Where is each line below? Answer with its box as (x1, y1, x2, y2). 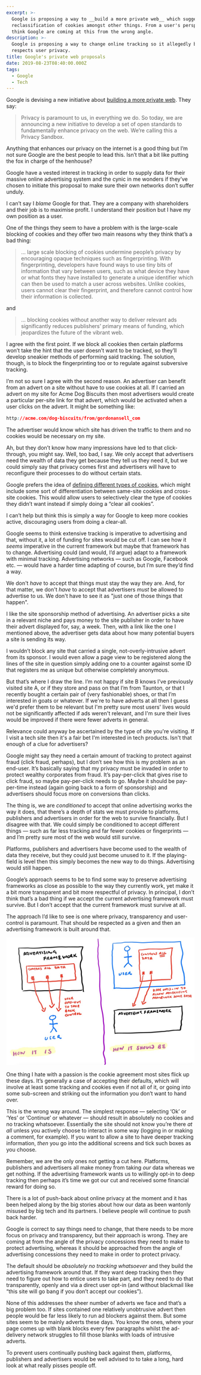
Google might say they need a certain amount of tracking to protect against (6, 752, 191, 760)
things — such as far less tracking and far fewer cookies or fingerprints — (6, 827, 188, 834)
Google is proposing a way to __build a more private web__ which (11, 16, 181, 22)
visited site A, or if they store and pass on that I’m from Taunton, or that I (6, 684, 185, 691)
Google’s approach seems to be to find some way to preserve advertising (6, 876, 187, 883)
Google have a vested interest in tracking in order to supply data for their (6, 169, 185, 177)
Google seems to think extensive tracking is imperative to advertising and (6, 530, 187, 537)
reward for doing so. (6, 1183, 57, 1190)
